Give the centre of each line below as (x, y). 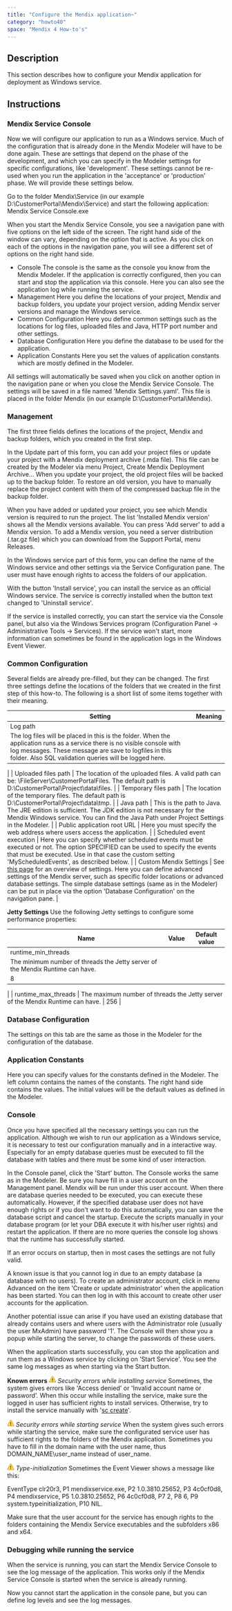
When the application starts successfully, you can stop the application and (113, 1351)
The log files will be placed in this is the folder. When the (90, 736)
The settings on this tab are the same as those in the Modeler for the (105, 1035)
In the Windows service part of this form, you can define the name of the (110, 560)
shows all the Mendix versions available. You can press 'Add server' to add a (116, 525)
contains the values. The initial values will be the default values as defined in (116, 1089)
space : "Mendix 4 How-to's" (48, 29)
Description (33, 58)
